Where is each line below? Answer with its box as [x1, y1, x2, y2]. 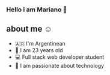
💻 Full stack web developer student [14, 53, 105, 61]
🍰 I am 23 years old [14, 46, 63, 53]
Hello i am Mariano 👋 [6, 5, 67, 14]
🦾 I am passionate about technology [14, 62, 104, 69]
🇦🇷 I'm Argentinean [14, 40, 66, 47]
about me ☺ [6, 24, 53, 34]
